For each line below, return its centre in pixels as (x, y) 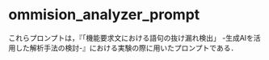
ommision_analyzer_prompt (104, 15)
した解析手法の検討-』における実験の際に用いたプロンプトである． (126, 48)
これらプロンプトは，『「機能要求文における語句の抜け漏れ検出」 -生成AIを (131, 38)
